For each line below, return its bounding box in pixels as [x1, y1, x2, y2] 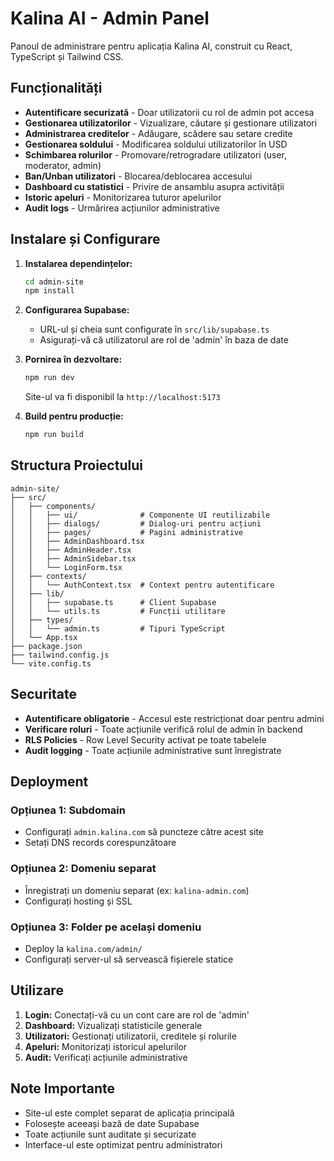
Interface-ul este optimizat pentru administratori [24, 1138, 223, 1151]
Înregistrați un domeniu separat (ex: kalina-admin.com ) [24, 884, 250, 896]
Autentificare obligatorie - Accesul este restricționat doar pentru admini [24, 712, 325, 724]
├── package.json [10, 641, 83, 651]
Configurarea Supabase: [24, 304, 130, 316]
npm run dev [24, 373, 75, 383]
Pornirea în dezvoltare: [24, 353, 123, 366]
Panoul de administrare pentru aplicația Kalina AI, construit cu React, [10, 40, 293, 52]
